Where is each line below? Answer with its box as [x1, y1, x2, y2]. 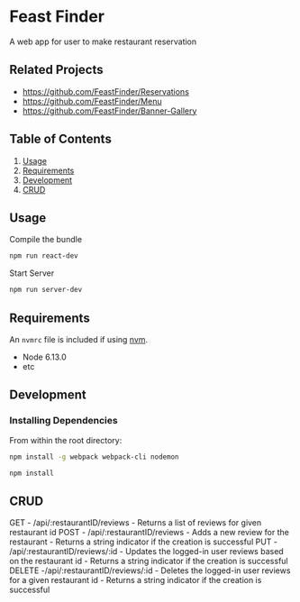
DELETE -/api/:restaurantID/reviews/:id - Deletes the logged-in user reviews [9, 565, 291, 576]
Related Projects [9, 62, 104, 78]
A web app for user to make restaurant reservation [9, 36, 197, 47]
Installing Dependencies [9, 415, 119, 427]
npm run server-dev [9, 286, 83, 295]
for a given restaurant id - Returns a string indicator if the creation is [9, 575, 262, 586]
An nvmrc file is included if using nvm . [9, 333, 149, 344]
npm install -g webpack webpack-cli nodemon [9, 452, 179, 461]
